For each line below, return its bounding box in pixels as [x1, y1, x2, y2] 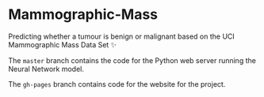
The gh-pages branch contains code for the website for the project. [8, 79, 226, 88]
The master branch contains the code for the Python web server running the [8, 55, 256, 65]
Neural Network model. [8, 64, 85, 73]
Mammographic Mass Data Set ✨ [8, 39, 117, 49]
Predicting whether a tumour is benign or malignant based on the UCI [8, 32, 235, 41]
